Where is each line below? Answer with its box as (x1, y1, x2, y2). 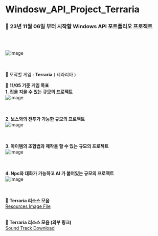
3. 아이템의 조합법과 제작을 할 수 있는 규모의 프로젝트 (5, 143, 109, 149)
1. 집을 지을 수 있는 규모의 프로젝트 (5, 89, 73, 95)
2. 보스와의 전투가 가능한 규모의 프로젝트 (5, 116, 85, 122)
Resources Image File (5, 203, 51, 209)
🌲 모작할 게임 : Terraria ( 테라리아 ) (5, 72, 76, 78)
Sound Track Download (5, 225, 55, 231)
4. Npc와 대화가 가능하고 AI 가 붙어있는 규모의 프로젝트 (5, 170, 114, 177)
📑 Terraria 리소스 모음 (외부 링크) (5, 219, 72, 226)
